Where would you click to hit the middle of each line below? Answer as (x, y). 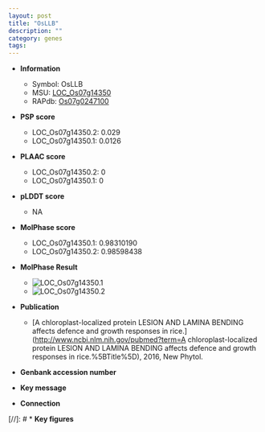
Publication (39, 307)
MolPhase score (47, 228)
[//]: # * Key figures (41, 419)
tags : (17, 46)
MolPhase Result (49, 267)
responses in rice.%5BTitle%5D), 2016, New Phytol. (117, 357)
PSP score (37, 117)
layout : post (30, 16)
